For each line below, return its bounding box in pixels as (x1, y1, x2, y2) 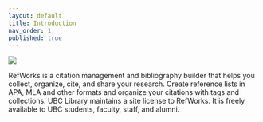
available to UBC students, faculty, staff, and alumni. (8, 104, 180, 114)
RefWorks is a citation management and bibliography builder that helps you (8, 71, 255, 81)
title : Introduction (8, 19, 77, 27)
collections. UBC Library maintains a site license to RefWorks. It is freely (8, 96, 245, 106)
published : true (8, 33, 62, 42)
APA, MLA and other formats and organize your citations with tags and (8, 88, 240, 97)
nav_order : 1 (8, 26, 52, 34)
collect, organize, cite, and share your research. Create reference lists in (8, 79, 245, 89)
